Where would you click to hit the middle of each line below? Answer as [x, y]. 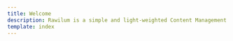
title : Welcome [29, 14]
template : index [31, 26]
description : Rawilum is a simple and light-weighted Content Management [117, 20]
